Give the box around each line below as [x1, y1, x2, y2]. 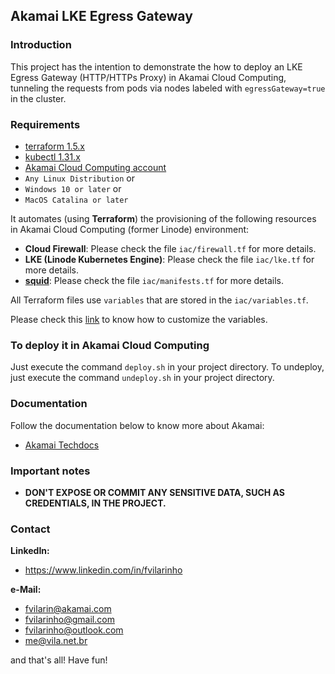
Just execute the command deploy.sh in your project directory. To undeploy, [10, 361, 325, 373]
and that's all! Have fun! [10, 654, 108, 666]
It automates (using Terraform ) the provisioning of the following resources [10, 212, 317, 224]
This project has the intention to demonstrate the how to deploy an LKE [10, 60, 303, 73]
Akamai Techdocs [24, 439, 100, 451]
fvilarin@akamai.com [24, 603, 112, 615]
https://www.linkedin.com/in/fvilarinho [24, 564, 183, 576]
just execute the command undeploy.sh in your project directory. [10, 372, 275, 384]
